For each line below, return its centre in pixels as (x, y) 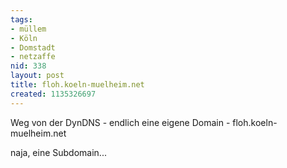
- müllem (28, 29)
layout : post (37, 76)
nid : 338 (28, 66)
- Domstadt (33, 47)
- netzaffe (33, 57)
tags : (21, 19)
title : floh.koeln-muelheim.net (77, 85)
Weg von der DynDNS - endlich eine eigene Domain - (120, 122)
